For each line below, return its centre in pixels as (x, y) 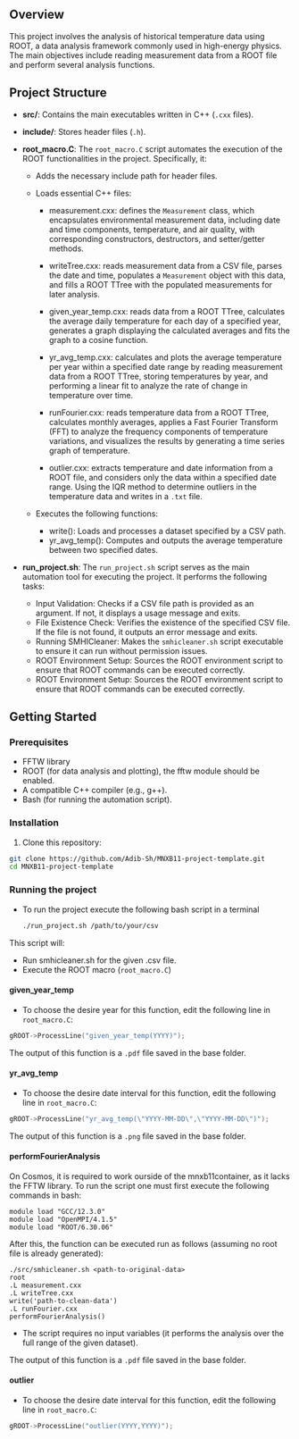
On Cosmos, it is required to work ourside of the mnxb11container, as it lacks (149, 1176)
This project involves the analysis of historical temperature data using (137, 36)
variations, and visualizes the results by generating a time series (167, 440)
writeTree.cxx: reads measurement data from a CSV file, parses (166, 265)
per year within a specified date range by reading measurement (166, 366)
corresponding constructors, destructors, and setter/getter (157, 238)
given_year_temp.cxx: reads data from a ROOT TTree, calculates (167, 311)
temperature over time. (91, 395)
